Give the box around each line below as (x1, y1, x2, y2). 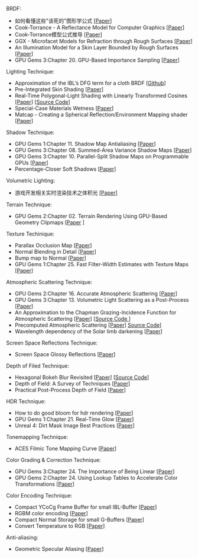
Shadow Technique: (6, 129, 55, 136)
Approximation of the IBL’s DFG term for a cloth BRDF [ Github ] (14, 79, 167, 87)
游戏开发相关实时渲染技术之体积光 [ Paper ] (14, 189, 118, 196)
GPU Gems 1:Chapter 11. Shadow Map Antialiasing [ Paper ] (14, 141, 156, 147)
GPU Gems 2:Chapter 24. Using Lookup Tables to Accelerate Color (14, 474, 178, 481)
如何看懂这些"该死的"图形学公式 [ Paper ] (14, 17, 112, 24)
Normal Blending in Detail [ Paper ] (14, 248, 96, 255)
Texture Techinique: (6, 231, 55, 237)
